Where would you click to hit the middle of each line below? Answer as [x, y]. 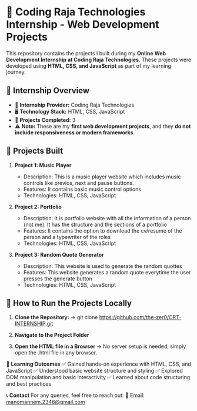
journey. [16, 72]
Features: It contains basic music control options [82, 189]
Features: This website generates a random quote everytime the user [107, 272]
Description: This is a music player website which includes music [102, 177]
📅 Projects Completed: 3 [45, 120]
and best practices [29, 384]
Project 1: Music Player [43, 165]
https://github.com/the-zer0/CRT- [140, 317]
